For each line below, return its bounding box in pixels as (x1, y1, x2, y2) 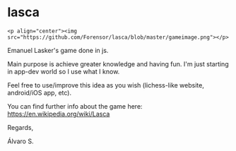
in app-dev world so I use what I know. (7, 67, 120, 75)
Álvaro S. (7, 137, 34, 145)
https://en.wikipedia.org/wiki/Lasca (7, 109, 110, 118)
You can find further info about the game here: (7, 102, 143, 110)
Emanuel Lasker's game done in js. (7, 46, 109, 54)
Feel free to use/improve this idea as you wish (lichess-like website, (7, 80, 205, 89)
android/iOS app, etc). (7, 88, 72, 97)
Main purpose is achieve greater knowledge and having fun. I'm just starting (7, 59, 229, 68)
